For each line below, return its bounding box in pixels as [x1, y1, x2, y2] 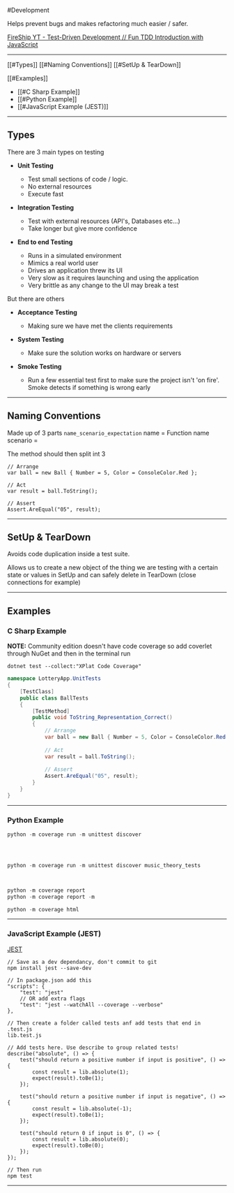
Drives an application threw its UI [27, 266, 123, 275]
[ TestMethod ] [32, 707, 70, 715]
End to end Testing [17, 238, 73, 246]
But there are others [7, 294, 65, 303]
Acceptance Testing [17, 308, 78, 317]
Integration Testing [17, 203, 75, 212]
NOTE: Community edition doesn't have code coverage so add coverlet [7, 642, 212, 651]
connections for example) [7, 578, 81, 586]
